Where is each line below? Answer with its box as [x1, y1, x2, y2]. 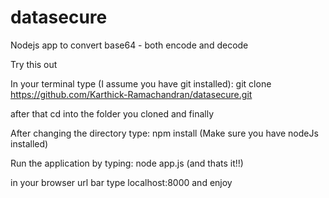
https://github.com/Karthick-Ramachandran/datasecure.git [10, 88, 253, 100]
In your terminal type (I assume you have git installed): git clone [10, 77, 272, 90]
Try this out [10, 58, 58, 70]
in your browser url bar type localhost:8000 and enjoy [10, 176, 233, 188]
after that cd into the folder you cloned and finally [10, 107, 215, 120]
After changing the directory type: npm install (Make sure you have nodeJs [10, 127, 319, 139]
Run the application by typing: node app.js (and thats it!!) [10, 157, 244, 169]
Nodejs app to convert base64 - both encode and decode [10, 39, 249, 51]
